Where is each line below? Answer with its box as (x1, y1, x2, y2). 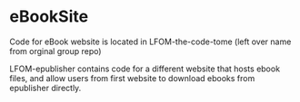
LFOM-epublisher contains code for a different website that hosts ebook (9, 63, 280, 74)
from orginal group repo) (9, 45, 102, 56)
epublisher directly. (9, 82, 82, 93)
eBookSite (9, 6, 89, 27)
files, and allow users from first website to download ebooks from (9, 72, 255, 83)
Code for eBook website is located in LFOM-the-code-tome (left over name (9, 36, 292, 47)
